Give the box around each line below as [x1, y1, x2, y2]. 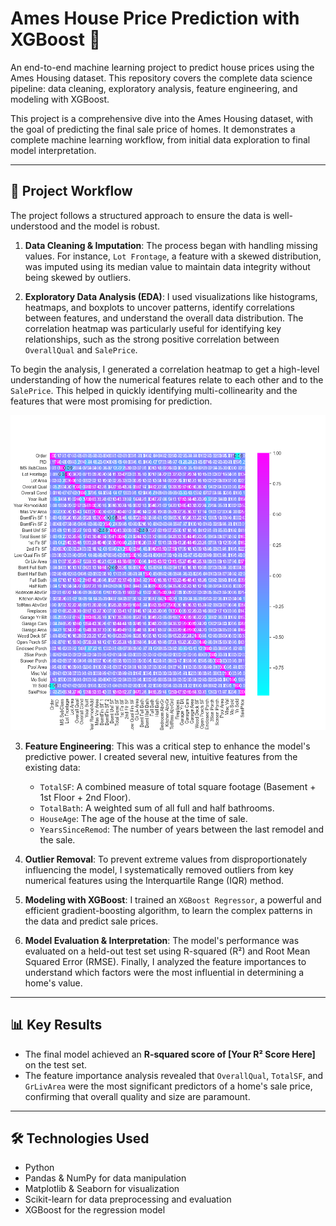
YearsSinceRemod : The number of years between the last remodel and [39, 823, 324, 835]
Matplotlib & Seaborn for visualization [24, 1183, 180, 1195]
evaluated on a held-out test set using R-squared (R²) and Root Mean [24, 945, 311, 957]
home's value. [24, 977, 83, 989]
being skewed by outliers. [24, 271, 132, 283]
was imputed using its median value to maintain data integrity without [24, 260, 311, 272]
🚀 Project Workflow [10, 183, 133, 200]
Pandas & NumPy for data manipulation [24, 1172, 187, 1184]
